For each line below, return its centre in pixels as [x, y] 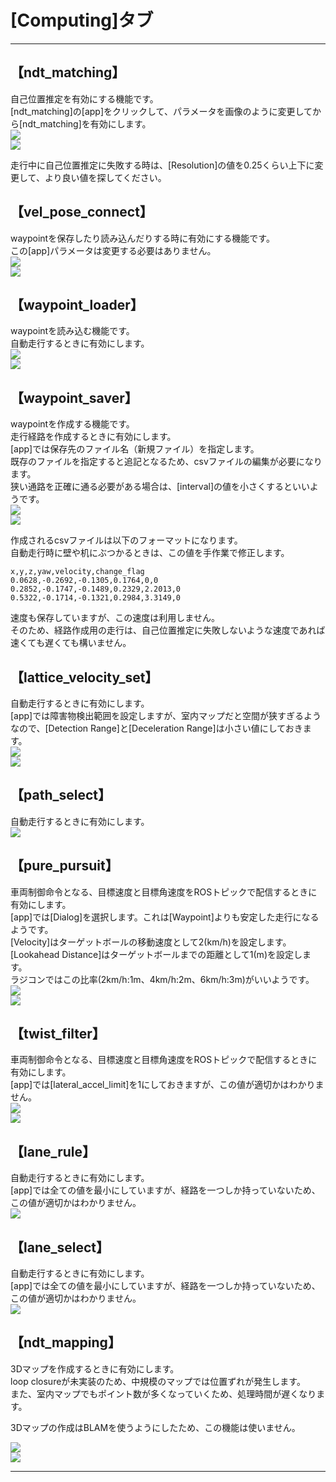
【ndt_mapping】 [66, 1342]
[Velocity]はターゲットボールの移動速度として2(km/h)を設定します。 [151, 942]
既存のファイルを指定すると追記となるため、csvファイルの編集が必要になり [166, 462]
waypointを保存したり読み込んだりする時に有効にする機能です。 [142, 238]
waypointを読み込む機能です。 [72, 331]
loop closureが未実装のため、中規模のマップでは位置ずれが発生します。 [158, 1381]
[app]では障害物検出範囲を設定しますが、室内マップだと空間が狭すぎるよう [166, 715]
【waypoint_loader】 [77, 304]
